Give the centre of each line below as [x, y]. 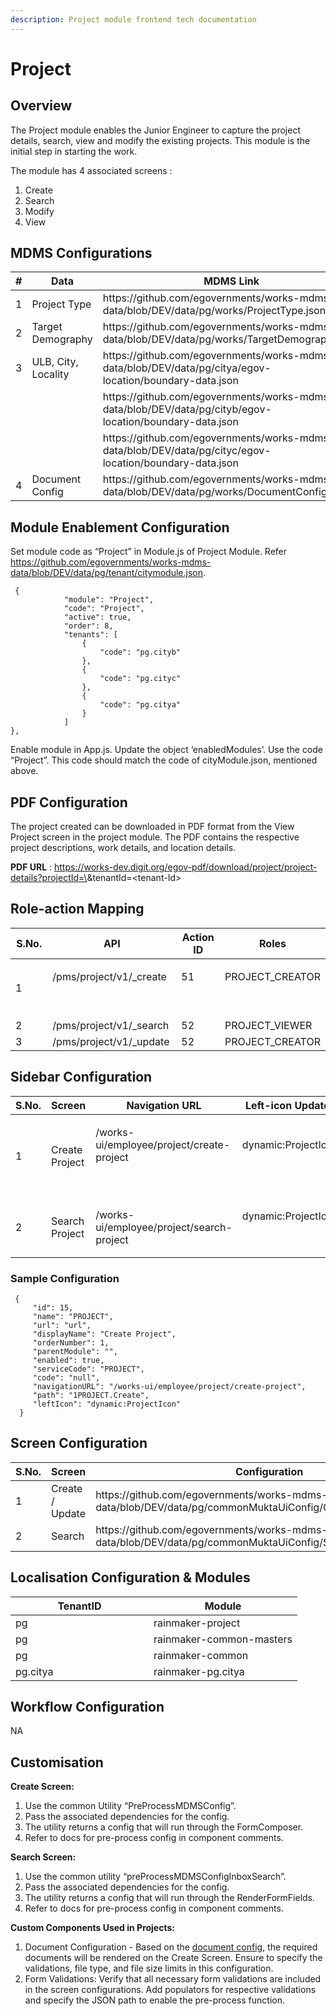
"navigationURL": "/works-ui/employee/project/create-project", [169, 1386]
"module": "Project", [109, 600]
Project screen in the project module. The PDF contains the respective [155, 837]
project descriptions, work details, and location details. [123, 848]
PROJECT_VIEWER [268, 1025]
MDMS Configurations [81, 253]
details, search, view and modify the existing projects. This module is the [160, 140]
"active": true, [97, 617]
